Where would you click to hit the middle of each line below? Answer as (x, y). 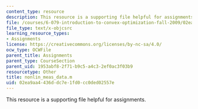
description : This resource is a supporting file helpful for (84, 17)
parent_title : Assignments (39, 55)
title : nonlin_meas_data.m (39, 77)
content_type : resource (35, 11)
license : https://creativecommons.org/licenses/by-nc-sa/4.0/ (84, 45)
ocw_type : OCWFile (29, 50)
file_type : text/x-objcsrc (39, 28)
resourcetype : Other (32, 72)
